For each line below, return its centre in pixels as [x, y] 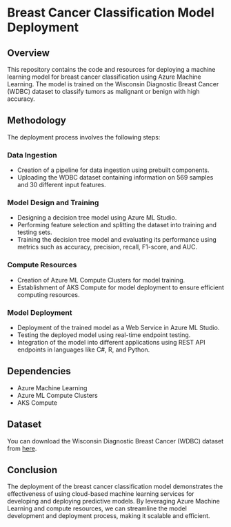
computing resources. [48, 294]
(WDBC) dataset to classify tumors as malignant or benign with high [103, 92]
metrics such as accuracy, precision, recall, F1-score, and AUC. [107, 247]
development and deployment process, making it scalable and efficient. [109, 516]
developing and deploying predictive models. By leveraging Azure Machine [114, 501]
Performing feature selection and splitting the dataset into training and [117, 225]
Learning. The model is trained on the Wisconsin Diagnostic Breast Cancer [113, 84]
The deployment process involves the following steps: [84, 137]
